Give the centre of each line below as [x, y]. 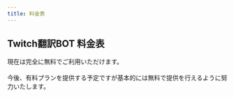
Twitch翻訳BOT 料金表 [56, 44]
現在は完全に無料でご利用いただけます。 [65, 62]
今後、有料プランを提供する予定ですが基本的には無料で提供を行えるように [114, 78]
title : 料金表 [26, 14]
